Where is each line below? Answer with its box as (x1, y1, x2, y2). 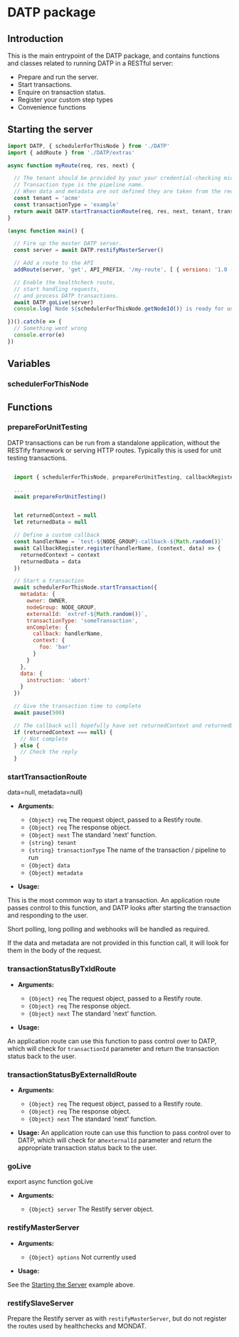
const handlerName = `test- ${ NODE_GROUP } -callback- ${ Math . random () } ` (14, 538, 224, 545)
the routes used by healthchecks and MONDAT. (7, 1321, 147, 1330)
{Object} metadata (28, 870, 83, 877)
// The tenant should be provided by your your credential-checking (14, 175, 221, 182)
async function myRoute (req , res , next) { (7, 161, 135, 169)
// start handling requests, (14, 285, 100, 292)
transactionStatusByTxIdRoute (7, 964, 116, 974)
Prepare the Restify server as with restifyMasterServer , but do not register (7, 1314, 227, 1323)
